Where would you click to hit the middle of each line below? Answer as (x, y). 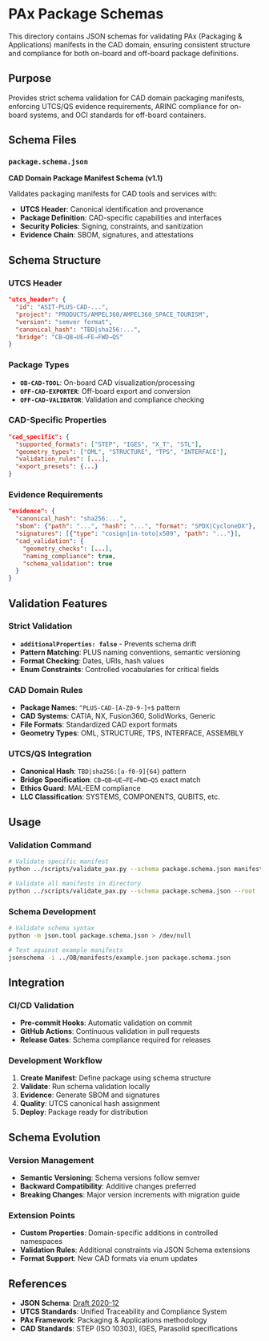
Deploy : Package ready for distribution (84, 1112)
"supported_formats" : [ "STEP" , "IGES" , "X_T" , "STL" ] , (109, 444)
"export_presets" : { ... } (57, 467)
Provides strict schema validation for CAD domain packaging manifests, (126, 98)
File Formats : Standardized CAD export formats (98, 725)
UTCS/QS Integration (50, 754)
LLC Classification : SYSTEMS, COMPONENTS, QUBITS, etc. (120, 797)
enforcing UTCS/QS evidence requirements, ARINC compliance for (118, 106)
